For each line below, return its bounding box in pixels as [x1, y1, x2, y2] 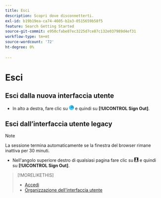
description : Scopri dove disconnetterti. [5, 13, 94, 18]
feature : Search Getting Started [5, 24, 74, 29]
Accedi [24, 182, 40, 188]
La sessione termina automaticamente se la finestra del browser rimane [5, 142, 151, 148]
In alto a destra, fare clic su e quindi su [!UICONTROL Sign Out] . [12, 105, 150, 111]
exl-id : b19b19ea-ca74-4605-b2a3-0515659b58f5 [5, 18, 103, 23]
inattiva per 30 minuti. [5, 148, 50, 154]
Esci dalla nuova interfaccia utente [5, 92, 114, 100]
